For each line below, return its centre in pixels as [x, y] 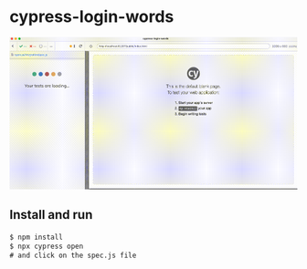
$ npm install [37, 237]
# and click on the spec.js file [73, 255]
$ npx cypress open [47, 246]
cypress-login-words [92, 17]
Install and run [51, 215]
